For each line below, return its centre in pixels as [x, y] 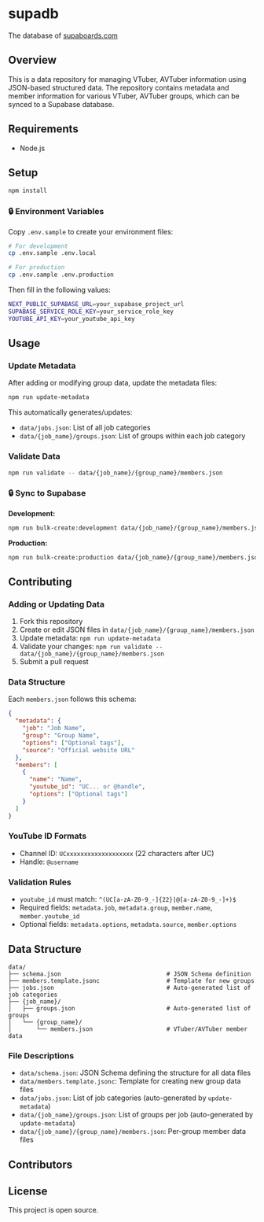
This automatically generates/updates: [70, 412]
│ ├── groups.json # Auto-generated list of [130, 1008]
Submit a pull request [54, 662]
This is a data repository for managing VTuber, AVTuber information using [127, 79]
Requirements [43, 129]
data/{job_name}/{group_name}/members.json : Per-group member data [132, 1132]
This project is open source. [53, 1210]
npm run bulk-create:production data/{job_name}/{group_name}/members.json [135, 557]
